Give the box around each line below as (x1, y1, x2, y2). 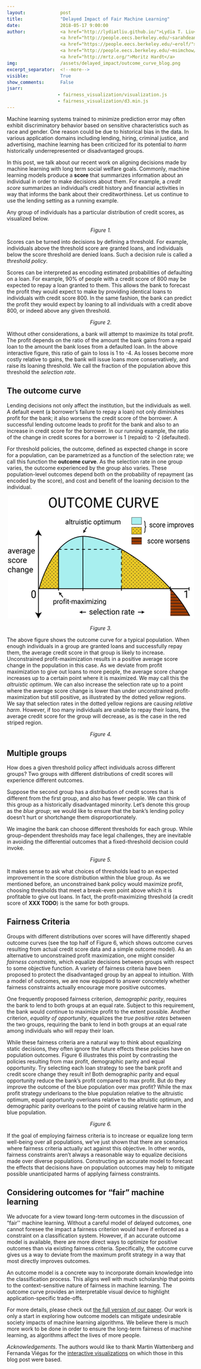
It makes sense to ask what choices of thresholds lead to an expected (7, 868, 178, 875)
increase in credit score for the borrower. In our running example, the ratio (7, 427, 189, 434)
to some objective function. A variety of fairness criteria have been (7, 965, 171, 972)
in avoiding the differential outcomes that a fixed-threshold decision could (7, 838, 188, 845)
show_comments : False (7, 79, 74, 85)
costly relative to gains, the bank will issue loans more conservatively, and (7, 355, 189, 362)
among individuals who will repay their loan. (7, 1027, 115, 1034)
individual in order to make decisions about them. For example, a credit (7, 177, 181, 185)
